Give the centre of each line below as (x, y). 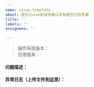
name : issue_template (28, 10)
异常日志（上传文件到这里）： (35, 79)
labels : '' (17, 24)
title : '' (16, 19)
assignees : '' (20, 29)
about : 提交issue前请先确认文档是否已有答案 (47, 15)
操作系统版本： (33, 48)
